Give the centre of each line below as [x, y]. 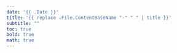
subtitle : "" [23, 23]
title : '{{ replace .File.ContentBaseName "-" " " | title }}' [89, 18]
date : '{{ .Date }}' [33, 12]
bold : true [20, 35]
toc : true [19, 29]
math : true [20, 40]
